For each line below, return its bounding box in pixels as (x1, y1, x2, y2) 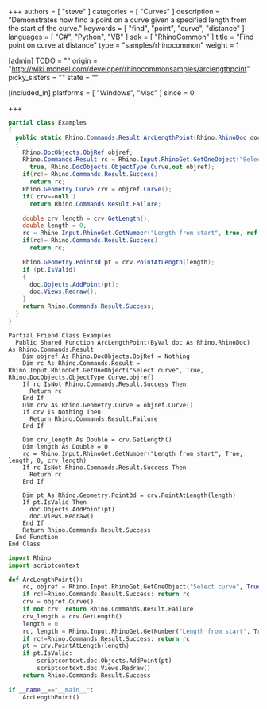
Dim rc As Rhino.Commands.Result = (22, 359, 141, 368)
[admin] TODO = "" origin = (8, 56, 98, 65)
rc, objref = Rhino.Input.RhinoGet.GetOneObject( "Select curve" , (22, 583, 244, 591)
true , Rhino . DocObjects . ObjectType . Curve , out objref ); (29, 163, 215, 171)
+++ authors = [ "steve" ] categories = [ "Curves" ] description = (8, 7, 220, 16)
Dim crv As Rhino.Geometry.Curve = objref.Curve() (22, 401, 194, 409)
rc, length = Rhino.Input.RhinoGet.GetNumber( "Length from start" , (22, 627, 250, 635)
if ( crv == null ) (22, 192, 77, 201)
